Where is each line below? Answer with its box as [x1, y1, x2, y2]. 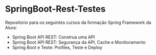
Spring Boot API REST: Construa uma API [12, 34, 95, 40]
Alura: [5, 24, 17, 30]
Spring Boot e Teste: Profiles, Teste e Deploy [12, 44, 103, 50]
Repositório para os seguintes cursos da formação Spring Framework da [5, 19, 152, 25]
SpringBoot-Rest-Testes [5, 3, 106, 15]
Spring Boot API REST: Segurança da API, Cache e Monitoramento [12, 39, 146, 45]
